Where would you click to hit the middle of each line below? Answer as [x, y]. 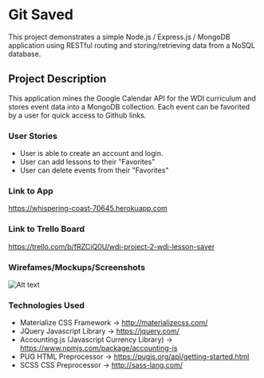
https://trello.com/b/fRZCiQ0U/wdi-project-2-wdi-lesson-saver [112, 246]
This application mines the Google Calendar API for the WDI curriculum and [132, 98]
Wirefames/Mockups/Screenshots [77, 267]
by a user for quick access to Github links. [77, 115]
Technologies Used [47, 305]
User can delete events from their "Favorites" [94, 170]
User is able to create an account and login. [91, 153]
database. [25, 54]
